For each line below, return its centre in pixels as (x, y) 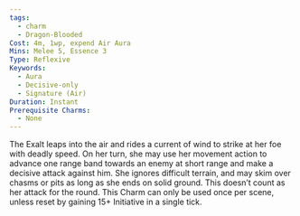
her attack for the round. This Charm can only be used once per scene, (142, 193)
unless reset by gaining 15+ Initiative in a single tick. (106, 202)
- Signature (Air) (52, 93)
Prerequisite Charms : (50, 110)
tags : (19, 18)
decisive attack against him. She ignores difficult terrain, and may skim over (150, 174)
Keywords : (28, 69)
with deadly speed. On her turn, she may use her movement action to (138, 154)
